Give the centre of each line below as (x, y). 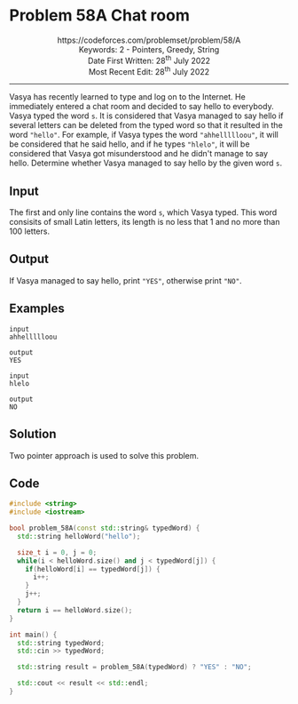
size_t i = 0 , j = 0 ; (57, 552)
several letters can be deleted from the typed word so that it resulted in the (146, 125)
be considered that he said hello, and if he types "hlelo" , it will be (129, 144)
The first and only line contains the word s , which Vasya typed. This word (143, 212)
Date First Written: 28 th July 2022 (149, 60)
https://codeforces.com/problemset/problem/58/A (149, 40)
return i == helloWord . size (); (75, 610)
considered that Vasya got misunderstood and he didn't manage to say (139, 154)
